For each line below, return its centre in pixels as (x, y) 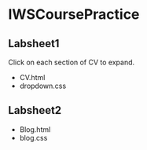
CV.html (32, 77)
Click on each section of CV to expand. (72, 62)
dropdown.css (43, 86)
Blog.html (35, 129)
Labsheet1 (34, 44)
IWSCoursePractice (74, 15)
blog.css (33, 137)
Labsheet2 (35, 110)
